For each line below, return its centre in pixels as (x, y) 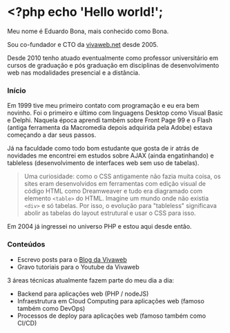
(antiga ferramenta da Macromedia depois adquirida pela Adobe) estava (110, 128)
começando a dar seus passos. (52, 135)
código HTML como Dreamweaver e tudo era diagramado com (113, 191)
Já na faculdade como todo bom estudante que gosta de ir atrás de (103, 149)
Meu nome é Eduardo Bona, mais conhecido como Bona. (88, 31)
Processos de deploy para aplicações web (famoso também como (111, 316)
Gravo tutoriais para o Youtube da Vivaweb (78, 267)
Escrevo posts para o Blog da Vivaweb (72, 259)
